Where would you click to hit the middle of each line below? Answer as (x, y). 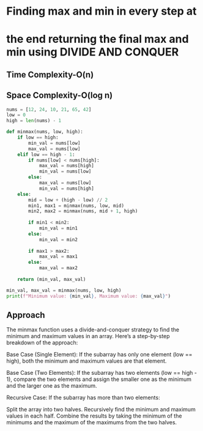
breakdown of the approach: (42, 342)
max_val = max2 (58, 268)
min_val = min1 (58, 228)
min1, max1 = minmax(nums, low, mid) (76, 206)
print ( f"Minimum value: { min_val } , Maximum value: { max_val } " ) (89, 296)
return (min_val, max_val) (52, 279)
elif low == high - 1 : (46, 154)
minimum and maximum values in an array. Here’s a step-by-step (88, 336)
